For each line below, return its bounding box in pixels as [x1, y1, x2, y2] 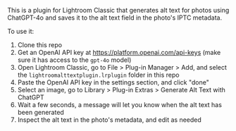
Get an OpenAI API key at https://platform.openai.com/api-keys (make [17, 49, 221, 56]
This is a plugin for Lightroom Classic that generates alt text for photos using [7, 6, 230, 14]
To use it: [7, 27, 35, 35]
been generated [17, 108, 65, 116]
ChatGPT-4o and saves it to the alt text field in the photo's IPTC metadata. [7, 13, 223, 22]
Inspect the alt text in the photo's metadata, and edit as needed [17, 116, 202, 124]
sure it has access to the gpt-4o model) [17, 56, 132, 64]
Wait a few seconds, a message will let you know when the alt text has [17, 101, 222, 108]
